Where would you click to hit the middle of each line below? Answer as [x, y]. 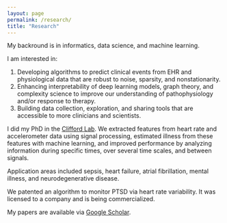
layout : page [26, 13]
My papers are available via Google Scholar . [69, 212]
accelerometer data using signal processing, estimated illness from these [110, 136]
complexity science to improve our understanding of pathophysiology [115, 94]
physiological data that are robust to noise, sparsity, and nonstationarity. [119, 79]
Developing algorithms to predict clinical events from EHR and [104, 72]
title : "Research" [33, 26]
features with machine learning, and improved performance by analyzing [109, 144]
